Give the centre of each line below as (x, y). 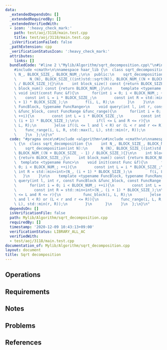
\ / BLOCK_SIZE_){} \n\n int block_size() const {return (77, 84)
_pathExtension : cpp (31, 47)
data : (11, 10)
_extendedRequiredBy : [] (35, 19)
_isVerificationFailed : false (41, 42)
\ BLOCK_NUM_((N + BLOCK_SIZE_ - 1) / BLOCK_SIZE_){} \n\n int (83, 153)
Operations (23, 275)
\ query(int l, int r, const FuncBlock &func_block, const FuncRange (88, 181)
